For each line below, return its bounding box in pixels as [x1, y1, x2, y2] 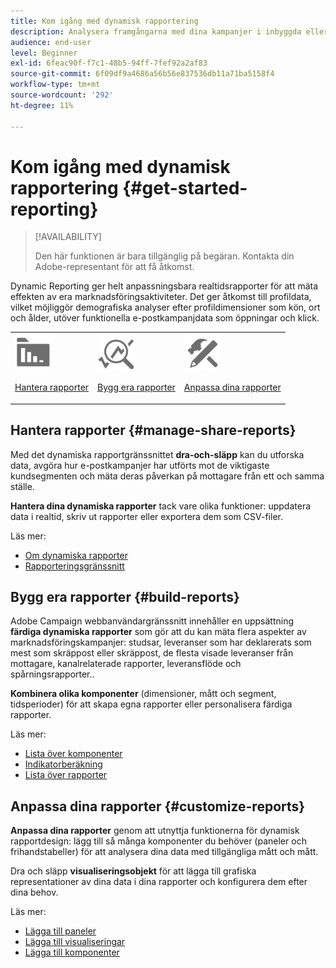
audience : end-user [10, 37, 92, 47]
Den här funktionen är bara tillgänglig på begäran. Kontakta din [34, 250, 295, 262]
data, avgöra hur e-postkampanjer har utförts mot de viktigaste [10, 459, 270, 471]
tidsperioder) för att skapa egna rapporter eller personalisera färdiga [10, 698, 293, 710]
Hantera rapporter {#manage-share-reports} [10, 422, 297, 439]
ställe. [10, 480, 35, 492]
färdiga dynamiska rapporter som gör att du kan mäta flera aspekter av [10, 626, 307, 638]
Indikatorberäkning [24, 758, 103, 770]
